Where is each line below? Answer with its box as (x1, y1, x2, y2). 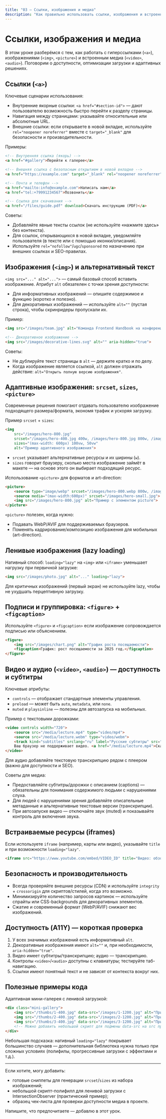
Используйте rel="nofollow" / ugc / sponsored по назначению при (12, 243, 144, 249)
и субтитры (5, 673, 43, 681)
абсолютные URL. (12, 119, 50, 125)
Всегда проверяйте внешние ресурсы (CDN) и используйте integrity (12, 883, 160, 889)
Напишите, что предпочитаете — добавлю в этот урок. (5, 1108, 122, 1114)
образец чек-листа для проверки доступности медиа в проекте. (12, 1098, 149, 1104)
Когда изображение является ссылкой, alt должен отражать (12, 363, 142, 369)
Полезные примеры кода (5, 983, 88, 991)
